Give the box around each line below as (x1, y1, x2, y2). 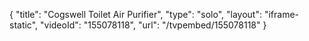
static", (9, 19, 39, 31)
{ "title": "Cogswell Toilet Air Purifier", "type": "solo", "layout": (9, 9, 262, 20)
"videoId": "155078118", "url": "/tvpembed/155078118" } (40, 19, 267, 31)
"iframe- (263, 9, 300, 20)
